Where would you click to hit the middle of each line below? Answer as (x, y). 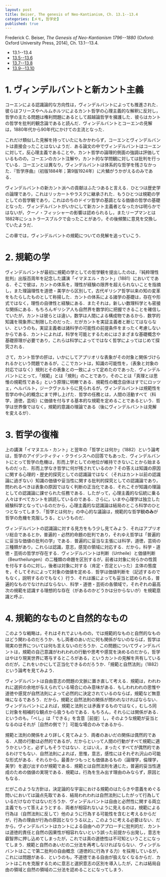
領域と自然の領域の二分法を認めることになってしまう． (70, 870)
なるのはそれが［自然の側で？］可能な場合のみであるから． (66, 724)
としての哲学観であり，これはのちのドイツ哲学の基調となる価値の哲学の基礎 (83, 200)
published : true (22, 24)
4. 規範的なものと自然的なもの (67, 619)
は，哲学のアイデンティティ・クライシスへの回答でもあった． (67, 456)
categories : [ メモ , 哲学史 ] (32, 19)
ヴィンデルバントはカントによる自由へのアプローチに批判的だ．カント (89, 826)
